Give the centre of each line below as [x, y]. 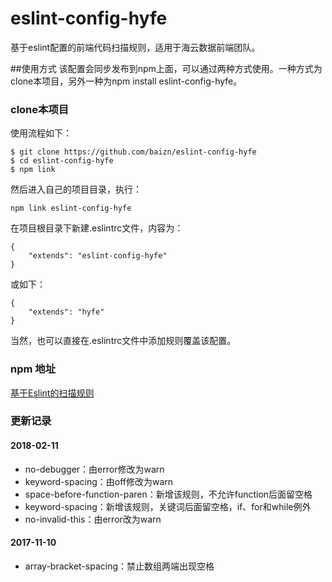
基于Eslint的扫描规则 [52, 393]
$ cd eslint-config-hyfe [62, 161]
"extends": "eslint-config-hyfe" [98, 256]
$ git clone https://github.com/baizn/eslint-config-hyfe [133, 152]
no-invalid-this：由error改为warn [93, 519]
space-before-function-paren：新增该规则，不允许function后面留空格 [168, 494]
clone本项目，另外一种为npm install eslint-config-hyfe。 [126, 81]
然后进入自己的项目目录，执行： [76, 189]
